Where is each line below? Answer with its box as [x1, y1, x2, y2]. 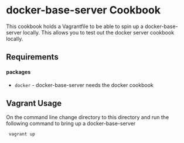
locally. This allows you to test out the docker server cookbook [23, 29, 175, 36]
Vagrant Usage [6, 98, 62, 108]
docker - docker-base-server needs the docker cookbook [14, 81, 154, 88]
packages [6, 68, 31, 75]
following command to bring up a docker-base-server [6, 120, 136, 127]
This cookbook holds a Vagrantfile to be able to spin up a [6, 23, 144, 30]
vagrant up [8, 131, 35, 137]
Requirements [6, 52, 59, 62]
